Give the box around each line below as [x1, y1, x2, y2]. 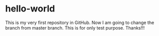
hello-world [5, 3, 56, 14]
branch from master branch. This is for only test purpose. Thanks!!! [5, 24, 145, 30]
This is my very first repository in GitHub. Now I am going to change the [5, 19, 154, 25]
